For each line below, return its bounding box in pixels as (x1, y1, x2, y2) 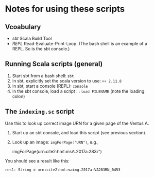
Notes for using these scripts (5, 3, 125, 15)
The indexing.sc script (5, 108, 74, 116)
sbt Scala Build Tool (12, 35, 52, 41)
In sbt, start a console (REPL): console (12, 83, 88, 89)
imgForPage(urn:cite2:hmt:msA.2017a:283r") (12, 148, 102, 154)
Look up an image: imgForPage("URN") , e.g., (12, 139, 99, 145)
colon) (12, 93, 25, 99)
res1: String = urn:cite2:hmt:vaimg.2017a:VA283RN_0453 (5, 167, 120, 172)
